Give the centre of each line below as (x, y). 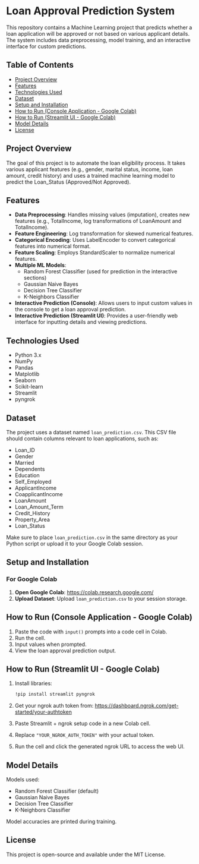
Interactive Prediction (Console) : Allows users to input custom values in (103, 303)
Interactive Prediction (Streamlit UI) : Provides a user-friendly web (96, 316)
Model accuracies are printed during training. (61, 822)
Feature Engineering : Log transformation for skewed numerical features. (104, 234)
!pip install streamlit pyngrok (55, 694)
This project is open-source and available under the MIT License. (86, 854)
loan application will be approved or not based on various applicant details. (98, 33)
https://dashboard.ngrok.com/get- (137, 706)
